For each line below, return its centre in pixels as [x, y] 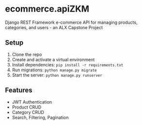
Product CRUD [27, 107]
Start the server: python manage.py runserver [57, 75]
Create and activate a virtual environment [53, 60]
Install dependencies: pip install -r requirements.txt [68, 64]
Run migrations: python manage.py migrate [54, 70]
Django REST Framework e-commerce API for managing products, [71, 22]
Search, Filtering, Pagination [40, 117]
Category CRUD [28, 112]
